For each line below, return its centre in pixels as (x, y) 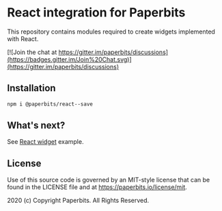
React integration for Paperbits (96, 13)
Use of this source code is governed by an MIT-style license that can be (109, 180)
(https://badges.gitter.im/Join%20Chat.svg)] (69, 59)
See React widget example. (45, 142)
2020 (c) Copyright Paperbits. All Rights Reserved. (78, 201)
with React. (23, 38)
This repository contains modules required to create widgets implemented (111, 32)
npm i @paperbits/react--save (50, 104)
